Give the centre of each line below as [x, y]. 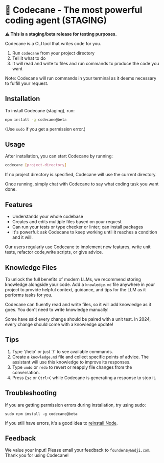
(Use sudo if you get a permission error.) [45, 129]
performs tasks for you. [29, 295]
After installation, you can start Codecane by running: [59, 156]
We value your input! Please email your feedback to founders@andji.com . [78, 450]
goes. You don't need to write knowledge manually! [57, 309]
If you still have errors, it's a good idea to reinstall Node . [61, 423]
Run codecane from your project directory [53, 53]
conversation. [26, 372]
